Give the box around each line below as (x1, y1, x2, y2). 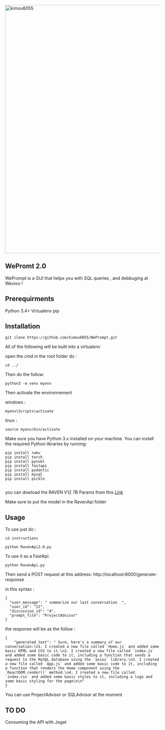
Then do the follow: (5, 372, 45, 378)
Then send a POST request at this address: (5, 572, 92, 577)
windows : (5, 399, 26, 405)
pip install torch (5, 455, 43, 460)
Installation (5, 322, 40, 331)
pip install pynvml (5, 459, 45, 464)
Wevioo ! (5, 280, 23, 286)
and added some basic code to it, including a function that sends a (5, 653, 151, 658)
